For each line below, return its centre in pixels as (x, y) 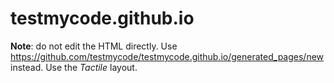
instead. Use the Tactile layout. (74, 67)
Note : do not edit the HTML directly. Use (94, 46)
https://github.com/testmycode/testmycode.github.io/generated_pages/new (167, 56)
